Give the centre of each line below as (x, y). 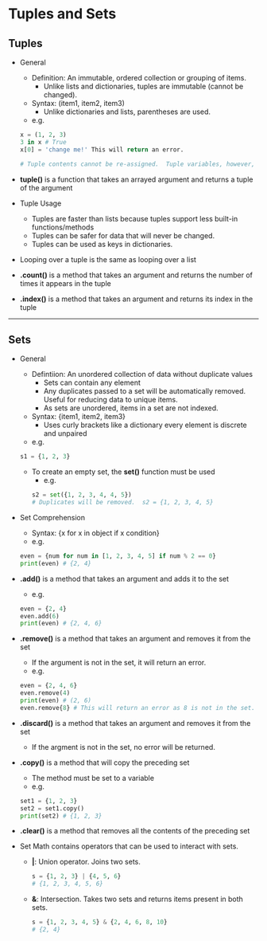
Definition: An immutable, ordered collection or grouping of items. (139, 78)
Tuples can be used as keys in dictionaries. (102, 244)
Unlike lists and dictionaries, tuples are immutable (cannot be (143, 86)
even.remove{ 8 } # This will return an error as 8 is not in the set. (137, 708)
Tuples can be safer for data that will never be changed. (123, 235)
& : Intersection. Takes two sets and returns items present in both (137, 899)
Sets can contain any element (92, 382)
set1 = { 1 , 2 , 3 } (48, 801)
